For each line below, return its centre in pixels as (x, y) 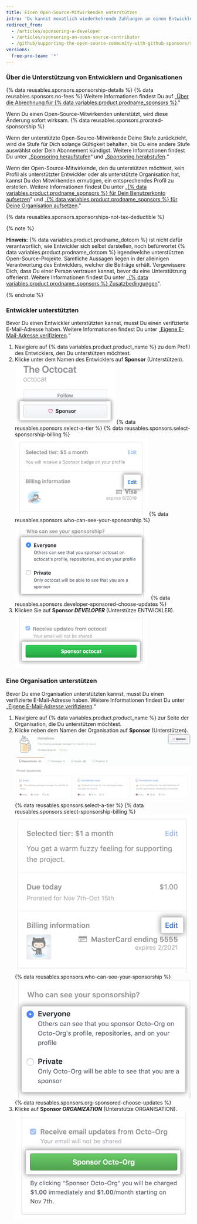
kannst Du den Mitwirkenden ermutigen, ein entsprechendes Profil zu (90, 181)
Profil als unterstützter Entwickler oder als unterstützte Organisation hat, (93, 174)
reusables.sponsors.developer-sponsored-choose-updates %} (91, 604)
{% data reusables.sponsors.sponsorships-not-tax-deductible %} (86, 217)
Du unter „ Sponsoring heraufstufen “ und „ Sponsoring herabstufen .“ (88, 157)
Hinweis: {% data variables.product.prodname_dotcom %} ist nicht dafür (94, 240)
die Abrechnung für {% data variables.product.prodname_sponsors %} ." (93, 102)
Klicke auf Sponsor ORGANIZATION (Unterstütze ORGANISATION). (96, 1109)
